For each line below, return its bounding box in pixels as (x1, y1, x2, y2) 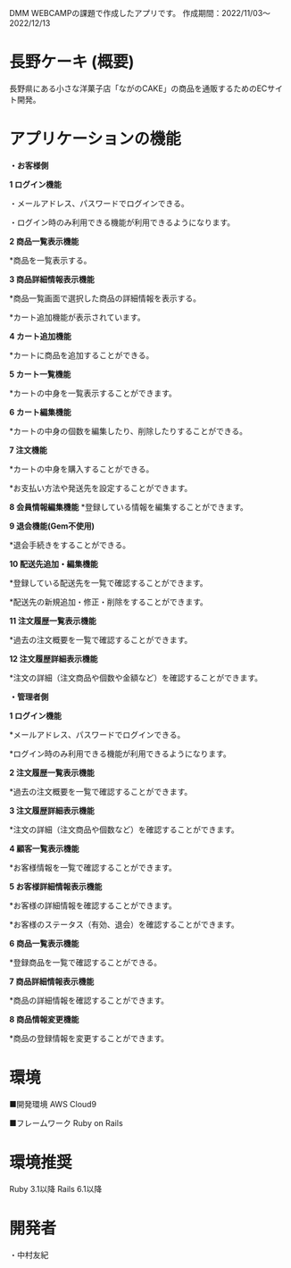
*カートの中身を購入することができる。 (9, 463, 154, 474)
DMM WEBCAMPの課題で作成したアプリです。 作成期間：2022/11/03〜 (9, 8, 270, 18)
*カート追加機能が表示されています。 (9, 312, 145, 322)
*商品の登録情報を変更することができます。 (9, 1032, 170, 1043)
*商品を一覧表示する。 (9, 254, 92, 265)
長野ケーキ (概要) (9, 52, 135, 72)
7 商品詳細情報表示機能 (9, 976, 95, 987)
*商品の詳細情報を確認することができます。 (9, 995, 170, 1005)
